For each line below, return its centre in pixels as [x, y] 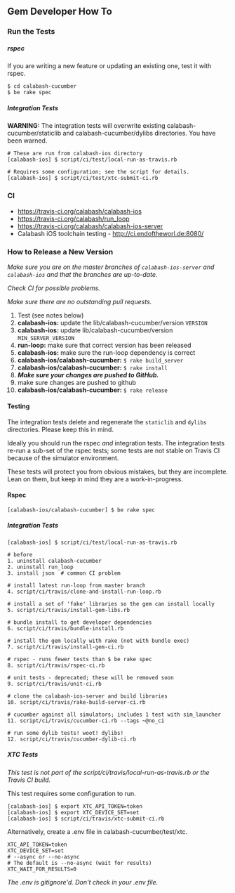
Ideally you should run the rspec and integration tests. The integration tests [116, 443]
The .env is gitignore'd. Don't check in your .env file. [83, 882]
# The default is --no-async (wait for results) [80, 863]
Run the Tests [31, 32]
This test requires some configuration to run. [72, 793]
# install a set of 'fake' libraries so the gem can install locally [111, 604]
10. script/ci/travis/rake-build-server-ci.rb [76, 702]
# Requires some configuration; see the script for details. [99, 172]
